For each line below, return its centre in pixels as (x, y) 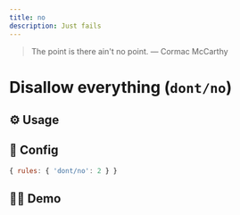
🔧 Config (34, 150)
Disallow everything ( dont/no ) (120, 87)
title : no (28, 17)
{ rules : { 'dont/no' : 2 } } (63, 170)
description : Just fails (55, 26)
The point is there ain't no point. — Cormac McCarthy (130, 51)
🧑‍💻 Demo (35, 198)
